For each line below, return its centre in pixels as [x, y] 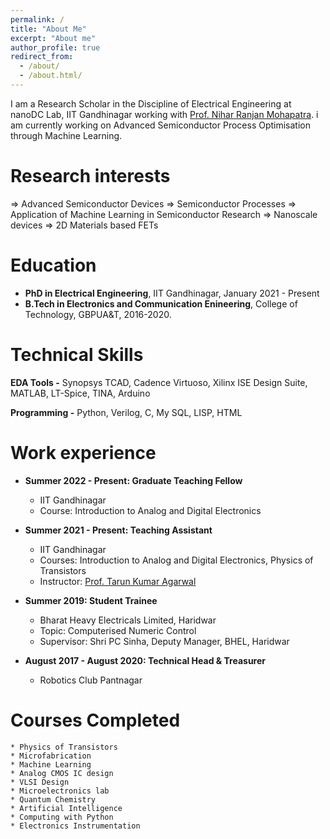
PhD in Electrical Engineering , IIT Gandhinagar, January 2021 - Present [172, 293]
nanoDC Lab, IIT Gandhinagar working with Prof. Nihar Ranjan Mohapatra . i [164, 114]
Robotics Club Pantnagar [91, 680]
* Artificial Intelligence [66, 808]
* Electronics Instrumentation [75, 826]
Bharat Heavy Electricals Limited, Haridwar [128, 620]
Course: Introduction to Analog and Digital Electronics [150, 510]
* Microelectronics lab [60, 791]
